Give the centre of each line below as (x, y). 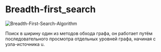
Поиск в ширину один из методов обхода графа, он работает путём (79, 33)
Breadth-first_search (51, 9)
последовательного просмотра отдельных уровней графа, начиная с (80, 39)
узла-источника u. (25, 44)
